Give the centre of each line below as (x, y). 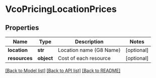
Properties (22, 28)
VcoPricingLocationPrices (61, 9)
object (45, 58)
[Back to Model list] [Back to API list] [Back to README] (63, 70)
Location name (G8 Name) (89, 50)
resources (20, 58)
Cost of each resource (84, 58)
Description (89, 42)
